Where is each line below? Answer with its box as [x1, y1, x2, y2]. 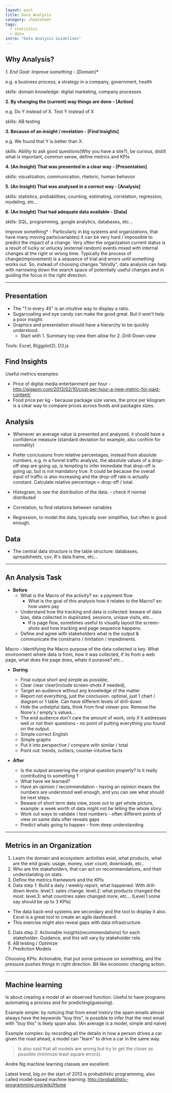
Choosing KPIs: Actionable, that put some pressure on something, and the [5, 955, 161, 961]
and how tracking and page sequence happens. [40, 625, 142, 631]
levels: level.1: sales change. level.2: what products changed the [26, 888, 161, 894]
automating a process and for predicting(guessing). [5, 1000, 114, 1006]
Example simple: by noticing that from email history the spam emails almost [5, 1009, 164, 1016]
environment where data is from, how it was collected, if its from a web [5, 651, 155, 657]
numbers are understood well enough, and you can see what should [20, 789, 164, 795]
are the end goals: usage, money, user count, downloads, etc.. [12, 860, 145, 867]
